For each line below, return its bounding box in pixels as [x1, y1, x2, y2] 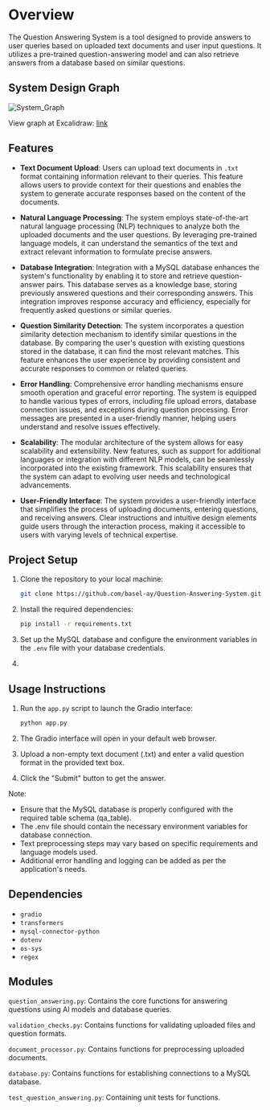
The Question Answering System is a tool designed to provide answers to [8, 32, 252, 42]
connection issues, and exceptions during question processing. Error [19, 405, 249, 414]
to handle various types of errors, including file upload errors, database [19, 396, 257, 405]
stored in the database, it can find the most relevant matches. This [19, 346, 239, 356]
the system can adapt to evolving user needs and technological [19, 471, 231, 481]
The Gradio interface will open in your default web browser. [19, 734, 217, 743]
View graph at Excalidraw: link [8, 118, 108, 128]
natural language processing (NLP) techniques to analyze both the [19, 221, 240, 231]
